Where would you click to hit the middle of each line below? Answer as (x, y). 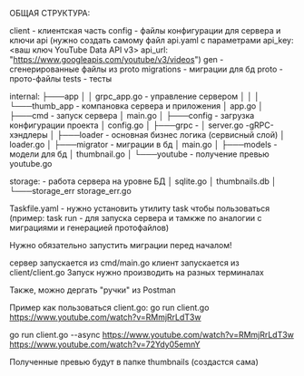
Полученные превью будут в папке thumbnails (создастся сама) (134, 362)
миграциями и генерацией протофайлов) (89, 227)
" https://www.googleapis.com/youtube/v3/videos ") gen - (117, 59)
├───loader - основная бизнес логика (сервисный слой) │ (171, 135)
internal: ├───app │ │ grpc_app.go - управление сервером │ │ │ (135, 96)
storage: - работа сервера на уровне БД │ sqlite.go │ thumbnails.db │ (143, 181)
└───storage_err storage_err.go (70, 191)
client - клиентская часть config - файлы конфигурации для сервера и (145, 30)
